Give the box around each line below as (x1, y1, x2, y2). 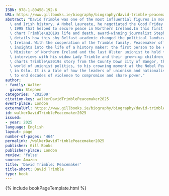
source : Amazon (5, 157, 37, 162)
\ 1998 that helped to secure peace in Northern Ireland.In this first (10, 26, 163, 31)
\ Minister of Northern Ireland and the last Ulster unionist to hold (10, 49, 161, 54)
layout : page (5, 129, 33, 134)
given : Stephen (10, 87, 42, 92)
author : (5, 78, 22, 83)
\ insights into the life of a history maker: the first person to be (10, 45, 161, 50)
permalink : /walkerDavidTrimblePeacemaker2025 (5, 139, 105, 144)
